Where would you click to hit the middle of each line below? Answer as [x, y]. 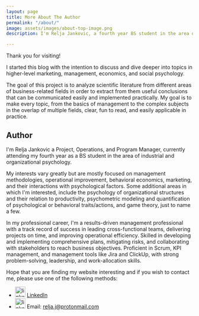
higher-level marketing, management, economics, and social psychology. [95, 74]
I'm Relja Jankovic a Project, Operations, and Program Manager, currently [96, 149]
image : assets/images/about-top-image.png [59, 28]
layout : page [22, 12]
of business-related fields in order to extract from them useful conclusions [97, 91]
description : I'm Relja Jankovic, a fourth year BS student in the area [98, 34]
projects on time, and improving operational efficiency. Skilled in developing [99, 235]
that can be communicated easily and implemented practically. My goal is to [99, 98]
